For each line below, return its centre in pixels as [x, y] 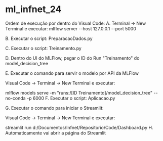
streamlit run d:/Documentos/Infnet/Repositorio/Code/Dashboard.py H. [79, 127]
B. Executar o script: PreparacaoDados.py [49, 38]
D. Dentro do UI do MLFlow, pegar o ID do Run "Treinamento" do [72, 58]
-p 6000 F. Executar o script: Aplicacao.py [71, 98]
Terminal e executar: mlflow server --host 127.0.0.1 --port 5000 [71, 28]
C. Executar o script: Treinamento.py [44, 48]
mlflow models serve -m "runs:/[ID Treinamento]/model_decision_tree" [79, 92]
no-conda [16, 98]
